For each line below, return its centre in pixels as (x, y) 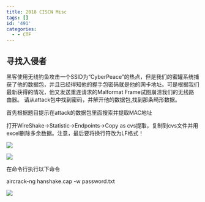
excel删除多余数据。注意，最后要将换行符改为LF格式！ (75, 133)
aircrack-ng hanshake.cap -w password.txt (61, 181)
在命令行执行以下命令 (33, 169)
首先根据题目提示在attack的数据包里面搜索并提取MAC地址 (79, 112)
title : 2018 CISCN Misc (37, 12)
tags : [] (17, 18)
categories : (21, 29)
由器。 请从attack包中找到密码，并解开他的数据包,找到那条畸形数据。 (93, 99)
